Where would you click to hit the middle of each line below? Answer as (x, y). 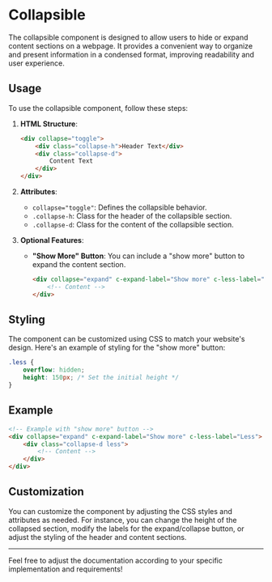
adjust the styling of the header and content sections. (98, 537)
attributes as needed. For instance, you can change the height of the (123, 520)
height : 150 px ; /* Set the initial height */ (101, 378)
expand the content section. (79, 264)
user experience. (36, 63)
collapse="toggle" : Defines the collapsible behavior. (120, 207)
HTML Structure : (49, 124)
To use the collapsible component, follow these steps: (98, 108)
